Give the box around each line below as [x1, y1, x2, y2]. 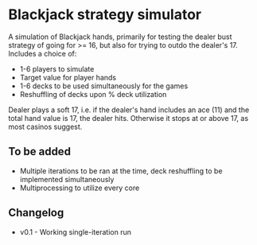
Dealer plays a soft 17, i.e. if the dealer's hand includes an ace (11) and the [8, 105, 250, 115]
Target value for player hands [19, 72, 117, 82]
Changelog [8, 206, 64, 220]
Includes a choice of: [8, 49, 77, 58]
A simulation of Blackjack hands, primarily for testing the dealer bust [8, 32, 232, 41]
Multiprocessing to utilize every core [19, 183, 140, 192]
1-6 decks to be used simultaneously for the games [19, 81, 189, 91]
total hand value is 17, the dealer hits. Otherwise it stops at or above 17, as [8, 113, 249, 122]
